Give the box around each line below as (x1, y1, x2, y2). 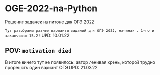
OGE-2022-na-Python (5, 3, 98, 14)
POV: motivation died (5, 46, 72, 55)
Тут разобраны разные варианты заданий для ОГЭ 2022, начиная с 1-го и (5, 28, 154, 33)
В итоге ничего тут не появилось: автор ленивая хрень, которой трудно (5, 59, 156, 65)
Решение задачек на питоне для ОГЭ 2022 (5, 19, 94, 25)
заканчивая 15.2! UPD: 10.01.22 (5, 32, 69, 38)
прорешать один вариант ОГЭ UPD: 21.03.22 (5, 64, 98, 70)
